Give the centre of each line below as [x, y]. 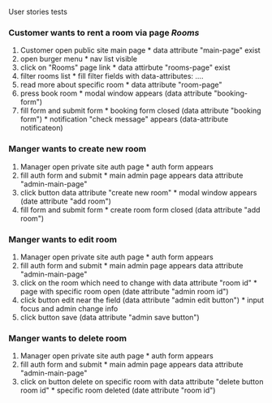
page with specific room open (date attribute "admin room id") [124, 291]
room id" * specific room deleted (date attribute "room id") [118, 390]
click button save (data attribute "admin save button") [110, 317]
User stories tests [38, 12]
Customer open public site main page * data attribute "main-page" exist [140, 50]
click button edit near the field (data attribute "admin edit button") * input [142, 300]
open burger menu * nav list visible [79, 59]
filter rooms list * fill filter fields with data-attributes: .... [112, 76]
